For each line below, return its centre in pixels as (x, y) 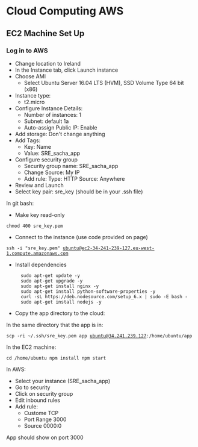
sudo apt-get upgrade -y (52, 281)
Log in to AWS (27, 51)
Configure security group (46, 159)
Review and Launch (39, 185)
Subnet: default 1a (46, 121)
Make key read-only (40, 214)
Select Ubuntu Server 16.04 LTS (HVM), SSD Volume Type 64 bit (104, 83)
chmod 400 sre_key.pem (35, 226)
